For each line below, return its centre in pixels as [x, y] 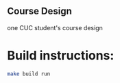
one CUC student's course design [55, 27]
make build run [29, 74]
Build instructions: [61, 56]
